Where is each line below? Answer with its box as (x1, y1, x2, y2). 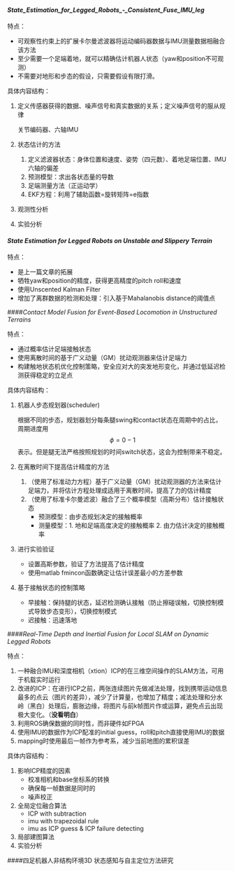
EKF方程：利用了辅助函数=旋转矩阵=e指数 (27, 190, 149, 199)
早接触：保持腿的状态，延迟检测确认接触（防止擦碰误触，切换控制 (27, 598, 218, 607)
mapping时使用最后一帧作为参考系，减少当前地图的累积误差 (17, 736, 190, 746)
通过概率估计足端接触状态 (17, 345, 92, 353)
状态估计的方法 (17, 140, 61, 149)
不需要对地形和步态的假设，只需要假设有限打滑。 (17, 72, 159, 81)
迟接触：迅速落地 (27, 616, 78, 624)
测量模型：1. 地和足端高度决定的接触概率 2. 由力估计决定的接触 (38, 521, 219, 530)
